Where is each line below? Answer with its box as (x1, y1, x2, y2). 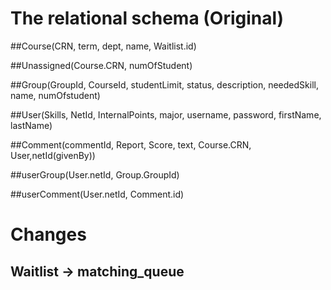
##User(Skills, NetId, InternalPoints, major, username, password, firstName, (10, 108, 322, 121)
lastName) (10, 119, 53, 131)
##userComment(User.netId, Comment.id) (10, 188, 185, 200)
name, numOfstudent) (10, 89, 101, 101)
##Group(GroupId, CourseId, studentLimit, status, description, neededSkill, (10, 78, 319, 91)
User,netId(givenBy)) (10, 149, 96, 161)
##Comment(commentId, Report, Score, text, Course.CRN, (10, 138, 252, 151)
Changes (10, 223, 87, 246)
